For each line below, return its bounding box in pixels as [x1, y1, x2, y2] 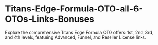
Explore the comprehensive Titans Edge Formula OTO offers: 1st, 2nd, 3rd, [5, 29, 154, 35]
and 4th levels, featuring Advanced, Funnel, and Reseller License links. [5, 34, 146, 40]
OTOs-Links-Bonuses [5, 13, 95, 24]
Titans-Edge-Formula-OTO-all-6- [5, 3, 143, 14]
